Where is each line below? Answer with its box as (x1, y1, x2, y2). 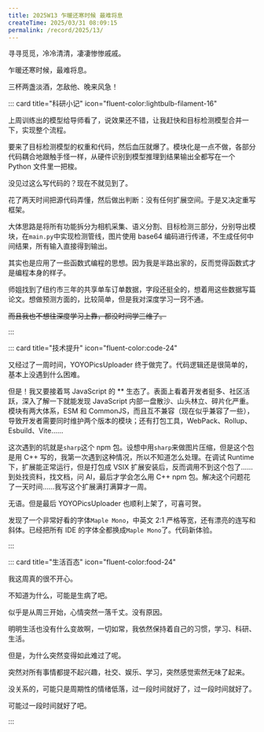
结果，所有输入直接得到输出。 (14, 242, 112, 251)
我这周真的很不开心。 (8, 574, 77, 583)
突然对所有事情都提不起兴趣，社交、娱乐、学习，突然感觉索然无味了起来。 (8, 667, 249, 677)
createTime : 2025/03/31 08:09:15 (8, 19, 118, 27)
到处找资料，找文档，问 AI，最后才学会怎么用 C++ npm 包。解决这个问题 (8, 472, 244, 482)
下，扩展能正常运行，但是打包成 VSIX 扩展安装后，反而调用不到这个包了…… (8, 462, 254, 472)
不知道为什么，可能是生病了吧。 (8, 591, 112, 601)
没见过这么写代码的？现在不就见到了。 (8, 179, 132, 188)
